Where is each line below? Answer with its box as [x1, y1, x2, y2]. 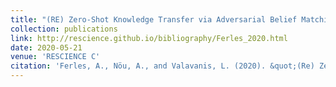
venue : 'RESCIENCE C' [10, 52, 101, 62]
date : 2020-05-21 [10, 42, 83, 53]
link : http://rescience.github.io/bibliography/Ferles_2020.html [10, 33, 288, 43]
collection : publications [10, 24, 118, 34]
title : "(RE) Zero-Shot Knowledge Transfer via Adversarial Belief [10, 14, 298, 25]
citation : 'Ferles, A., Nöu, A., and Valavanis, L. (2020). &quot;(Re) [10, 61, 315, 71]
